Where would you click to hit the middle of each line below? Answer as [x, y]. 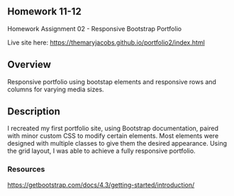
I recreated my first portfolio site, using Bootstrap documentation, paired [113, 128]
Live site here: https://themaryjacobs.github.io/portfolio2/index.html [106, 42]
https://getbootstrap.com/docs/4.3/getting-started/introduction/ [101, 185]
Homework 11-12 [44, 12]
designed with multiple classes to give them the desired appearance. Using [117, 144]
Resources [26, 169]
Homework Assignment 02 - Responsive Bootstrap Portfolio [95, 28]
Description [34, 111]
